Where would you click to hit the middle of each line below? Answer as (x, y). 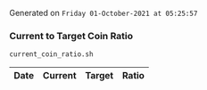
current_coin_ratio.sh (51, 54)
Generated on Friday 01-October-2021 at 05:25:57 (103, 13)
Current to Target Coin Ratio (71, 36)
